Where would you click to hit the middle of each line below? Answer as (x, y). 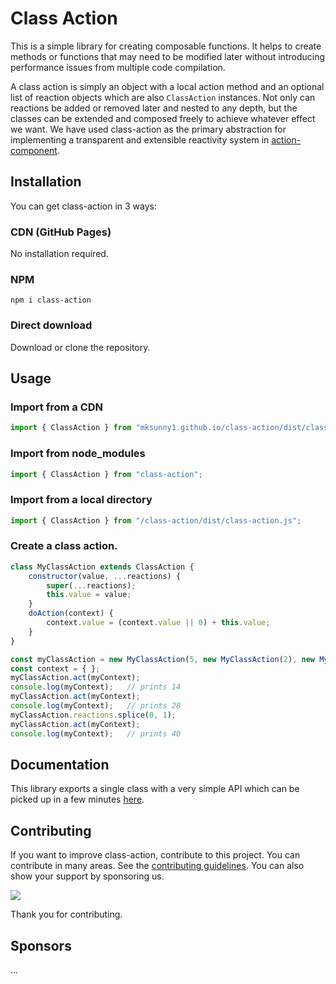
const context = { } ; (55, 668)
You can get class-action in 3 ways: (84, 206)
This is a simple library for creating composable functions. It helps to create (166, 46)
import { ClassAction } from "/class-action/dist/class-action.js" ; (156, 520)
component (34, 150)
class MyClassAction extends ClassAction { (102, 567)
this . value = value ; (89, 595)
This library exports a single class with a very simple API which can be (155, 789)
